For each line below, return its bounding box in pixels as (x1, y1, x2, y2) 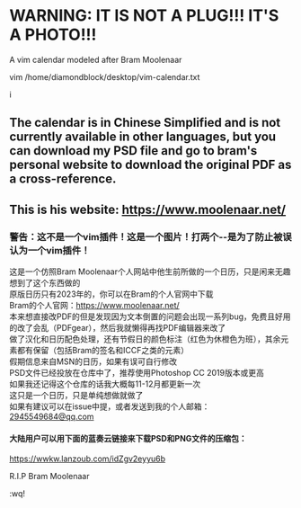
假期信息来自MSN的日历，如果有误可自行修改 (9, 356, 178, 367)
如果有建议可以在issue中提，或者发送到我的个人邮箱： (9, 401, 210, 412)
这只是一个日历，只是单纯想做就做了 (9, 390, 144, 401)
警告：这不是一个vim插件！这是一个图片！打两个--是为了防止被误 (9, 230, 292, 243)
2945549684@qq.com (9, 411, 94, 423)
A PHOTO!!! (9, 24, 97, 45)
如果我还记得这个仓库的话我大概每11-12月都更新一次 (9, 379, 201, 389)
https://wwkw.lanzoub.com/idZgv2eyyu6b (9, 453, 166, 464)
